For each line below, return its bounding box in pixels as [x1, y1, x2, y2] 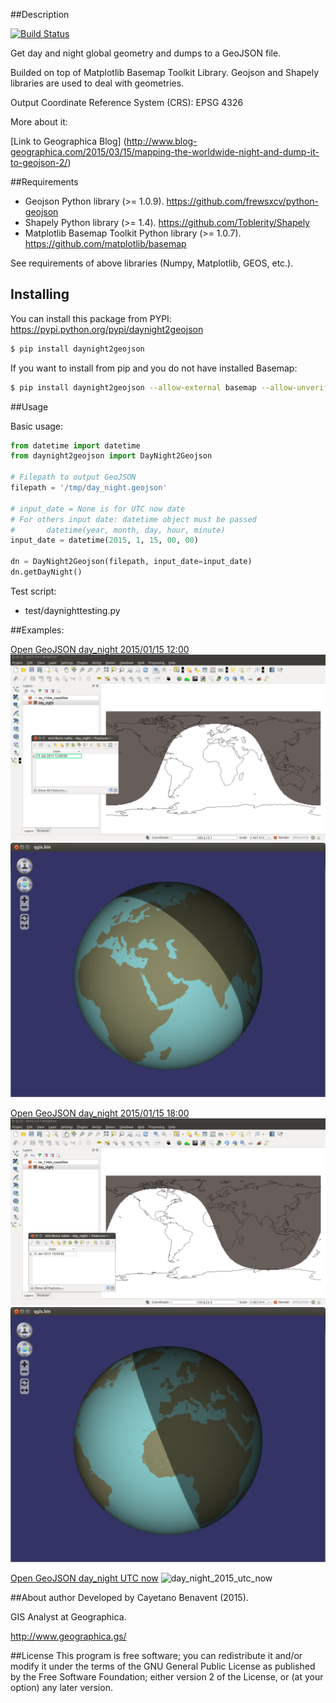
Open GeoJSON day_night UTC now [10, 1572, 159, 1584]
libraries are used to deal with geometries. [10, 77, 185, 89]
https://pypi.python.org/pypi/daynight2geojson [10, 323, 204, 335]
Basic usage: [10, 420, 64, 432]
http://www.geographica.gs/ [10, 1630, 127, 1642]
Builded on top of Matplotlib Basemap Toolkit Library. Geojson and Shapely [10, 67, 320, 78]
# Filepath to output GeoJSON [10, 472, 137, 483]
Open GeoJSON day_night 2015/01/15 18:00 [10, 1107, 190, 1119]
